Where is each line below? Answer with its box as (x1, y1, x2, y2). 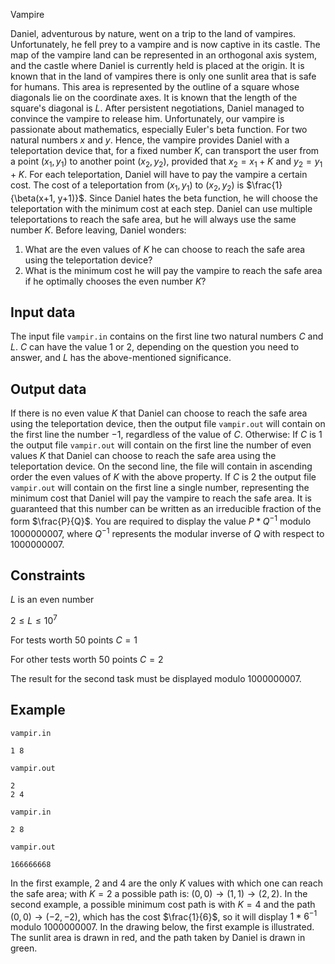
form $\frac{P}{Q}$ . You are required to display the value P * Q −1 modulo (10, 514, 312, 527)
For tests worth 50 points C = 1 (10, 634, 138, 646)
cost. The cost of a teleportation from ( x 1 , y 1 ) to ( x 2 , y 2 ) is (10, 179, 245, 193)
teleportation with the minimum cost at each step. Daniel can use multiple (10, 202, 313, 214)
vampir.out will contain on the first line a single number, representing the (10, 482, 310, 494)
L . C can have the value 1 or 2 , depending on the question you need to (10, 341, 300, 353)
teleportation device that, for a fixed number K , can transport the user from (10, 145, 320, 156)
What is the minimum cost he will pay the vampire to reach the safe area (24, 264, 323, 276)
